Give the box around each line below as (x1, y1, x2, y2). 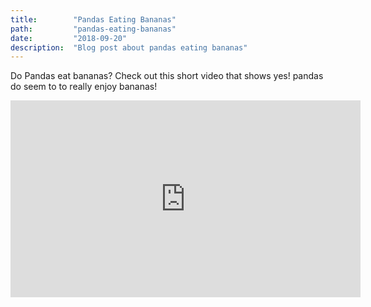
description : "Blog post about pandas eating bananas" (10, 42, 248, 53)
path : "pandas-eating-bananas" (10, 24, 177, 34)
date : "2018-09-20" (10, 33, 128, 43)
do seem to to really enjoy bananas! (10, 81, 158, 93)
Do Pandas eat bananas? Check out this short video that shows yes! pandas (10, 70, 324, 82)
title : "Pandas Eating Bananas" (10, 14, 177, 25)
